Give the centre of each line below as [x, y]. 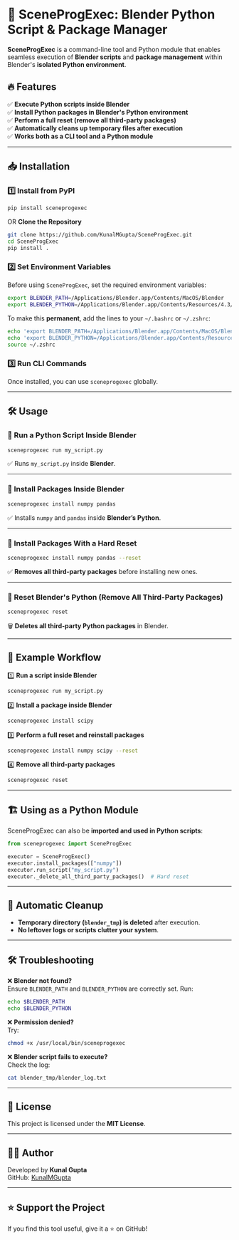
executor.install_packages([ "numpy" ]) [65, 863]
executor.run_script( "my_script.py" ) [63, 870]
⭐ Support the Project [56, 1208]
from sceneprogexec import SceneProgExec [70, 844]
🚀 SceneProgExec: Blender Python [111, 15]
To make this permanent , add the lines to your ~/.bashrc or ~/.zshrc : [109, 318]
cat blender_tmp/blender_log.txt [57, 1078]
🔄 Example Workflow [54, 658]
